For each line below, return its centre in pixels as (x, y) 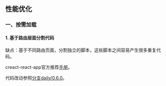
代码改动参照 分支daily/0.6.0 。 (36, 78)
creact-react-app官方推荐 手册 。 (39, 67)
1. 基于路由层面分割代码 (30, 37)
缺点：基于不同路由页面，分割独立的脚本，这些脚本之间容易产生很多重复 (81, 50)
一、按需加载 (21, 25)
